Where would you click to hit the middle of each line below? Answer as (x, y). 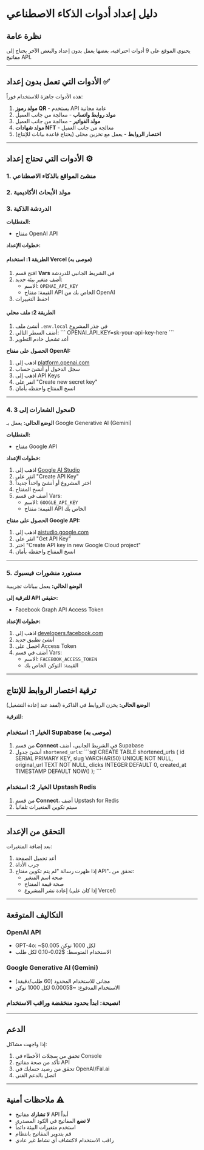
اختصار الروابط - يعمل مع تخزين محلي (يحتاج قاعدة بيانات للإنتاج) (88, 134)
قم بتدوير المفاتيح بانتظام (43, 1134)
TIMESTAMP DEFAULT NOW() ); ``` (58, 771)
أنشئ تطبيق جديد (35, 640)
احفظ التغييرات (32, 299)
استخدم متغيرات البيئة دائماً (45, 1128)
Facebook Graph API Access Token (59, 610)
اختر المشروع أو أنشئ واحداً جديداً (53, 483)
